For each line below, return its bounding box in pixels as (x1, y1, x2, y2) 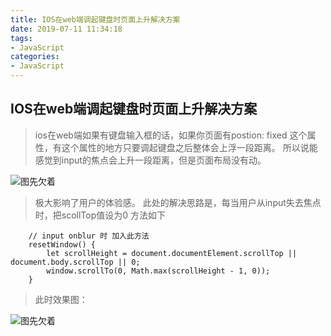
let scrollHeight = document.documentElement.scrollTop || (46, 248, 298, 258)
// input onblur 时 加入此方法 (28, 231, 150, 241)
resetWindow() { (28, 239, 97, 250)
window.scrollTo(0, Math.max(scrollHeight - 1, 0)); (46, 266, 271, 276)
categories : (10, 52, 60, 62)
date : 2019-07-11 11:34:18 (10, 24, 123, 34)
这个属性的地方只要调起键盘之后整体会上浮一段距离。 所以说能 (61, 141, 318, 153)
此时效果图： (34, 293, 88, 305)
